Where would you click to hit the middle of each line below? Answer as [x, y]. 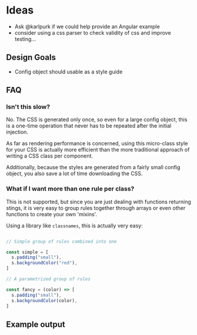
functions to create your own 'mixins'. [52, 214]
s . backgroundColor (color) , [44, 300]
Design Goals [31, 57]
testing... [25, 39]
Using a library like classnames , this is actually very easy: [74, 225]
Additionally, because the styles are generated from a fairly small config [93, 168]
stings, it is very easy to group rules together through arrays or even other [96, 208]
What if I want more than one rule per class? [70, 189]
